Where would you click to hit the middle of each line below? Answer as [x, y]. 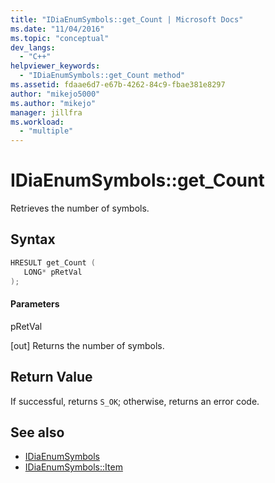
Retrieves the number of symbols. [80, 208]
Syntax [33, 239]
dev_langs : [33, 47]
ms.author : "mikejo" [53, 103]
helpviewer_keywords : [55, 66]
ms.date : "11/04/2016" [57, 29]
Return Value [51, 377]
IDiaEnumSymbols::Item [73, 467]
